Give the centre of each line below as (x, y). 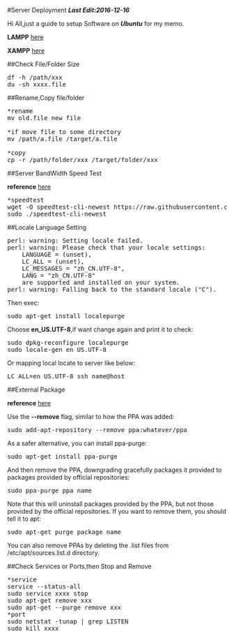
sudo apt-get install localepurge (66, 316)
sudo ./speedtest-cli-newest (57, 214)
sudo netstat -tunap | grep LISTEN (68, 622)
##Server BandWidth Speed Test (55, 173)
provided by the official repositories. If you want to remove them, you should (117, 511)
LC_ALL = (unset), (53, 261)
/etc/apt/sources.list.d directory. (53, 553)
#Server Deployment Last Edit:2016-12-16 (69, 10)
